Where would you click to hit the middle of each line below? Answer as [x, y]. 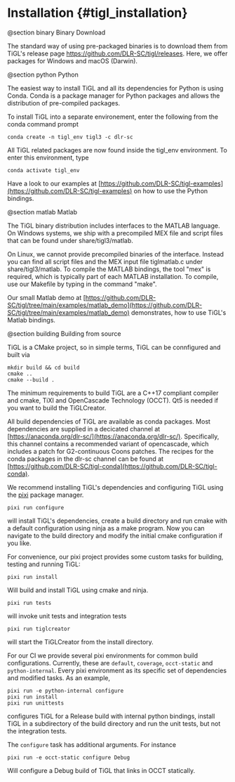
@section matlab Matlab [42, 211]
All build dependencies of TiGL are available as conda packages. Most [109, 421]
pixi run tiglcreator [39, 629]
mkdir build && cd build [43, 367]
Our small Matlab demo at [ [47, 297]
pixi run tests [29, 603]
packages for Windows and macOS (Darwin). [73, 60]
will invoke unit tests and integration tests [67, 615]
